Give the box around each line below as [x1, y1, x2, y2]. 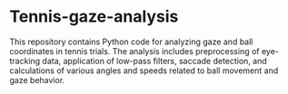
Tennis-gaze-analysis [9, 6, 179, 27]
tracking [9, 55, 41, 66]
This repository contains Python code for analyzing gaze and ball [9, 36, 253, 47]
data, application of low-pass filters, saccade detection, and [42, 55, 268, 66]
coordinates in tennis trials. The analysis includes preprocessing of [9, 45, 261, 56]
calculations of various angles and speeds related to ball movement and [9, 65, 279, 76]
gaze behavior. [9, 74, 65, 85]
